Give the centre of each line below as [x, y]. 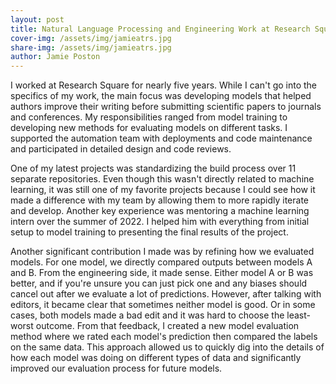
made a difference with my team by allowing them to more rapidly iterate [159, 200]
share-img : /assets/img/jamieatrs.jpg [91, 47]
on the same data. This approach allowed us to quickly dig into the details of [167, 347]
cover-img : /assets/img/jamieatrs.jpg [91, 38]
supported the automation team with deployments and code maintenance [161, 138]
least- [298, 315]
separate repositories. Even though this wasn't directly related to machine [162, 179]
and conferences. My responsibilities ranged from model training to [149, 117]
